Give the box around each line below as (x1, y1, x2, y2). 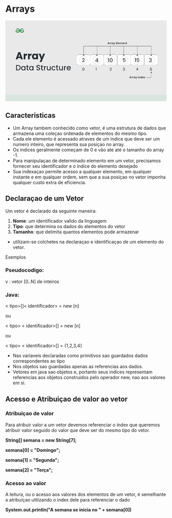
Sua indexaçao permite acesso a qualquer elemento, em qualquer (12, 168, 152, 174)
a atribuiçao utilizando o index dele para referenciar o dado (5, 497, 131, 503)
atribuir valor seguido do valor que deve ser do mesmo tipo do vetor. (5, 427, 150, 433)
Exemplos (5, 254, 26, 260)
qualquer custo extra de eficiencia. (12, 179, 87, 185)
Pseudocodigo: (5, 267, 45, 274)
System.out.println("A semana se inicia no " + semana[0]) (5, 507, 132, 513)
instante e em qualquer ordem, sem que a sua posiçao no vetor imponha (12, 174, 166, 180)
